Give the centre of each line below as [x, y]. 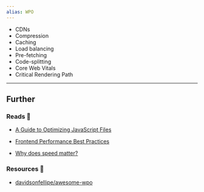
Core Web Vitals [35, 68]
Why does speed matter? [46, 153]
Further [21, 99]
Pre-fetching [31, 55]
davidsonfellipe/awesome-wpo [54, 182]
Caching [25, 42]
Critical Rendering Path [44, 74]
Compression [32, 36]
